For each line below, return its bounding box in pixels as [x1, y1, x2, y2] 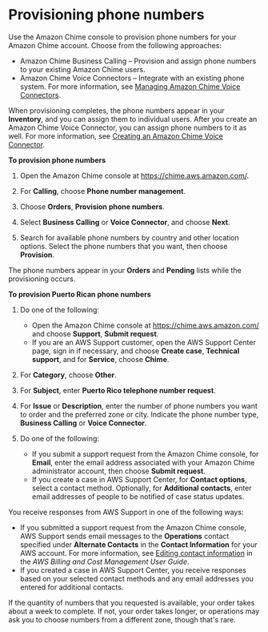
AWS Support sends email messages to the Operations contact [19, 531, 230, 541]
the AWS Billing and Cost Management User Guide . [19, 557, 190, 566]
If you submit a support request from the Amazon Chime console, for [31, 449, 259, 458]
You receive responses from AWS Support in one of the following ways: [8, 507, 244, 517]
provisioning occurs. [8, 274, 76, 284]
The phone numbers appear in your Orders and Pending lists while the [8, 265, 242, 275]
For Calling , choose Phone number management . [19, 186, 186, 195]
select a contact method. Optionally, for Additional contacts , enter [31, 483, 252, 493]
